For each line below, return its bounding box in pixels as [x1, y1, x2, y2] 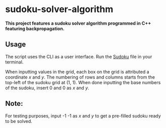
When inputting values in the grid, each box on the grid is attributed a [5, 69, 150, 75]
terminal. [5, 59, 24, 65]
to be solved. [5, 118, 33, 124]
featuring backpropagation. [5, 25, 65, 31]
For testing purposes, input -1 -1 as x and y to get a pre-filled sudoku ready [5, 112, 161, 119]
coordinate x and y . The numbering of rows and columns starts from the [5, 74, 155, 80]
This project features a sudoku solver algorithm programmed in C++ [5, 20, 151, 26]
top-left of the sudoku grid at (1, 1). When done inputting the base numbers [5, 79, 161, 85]
